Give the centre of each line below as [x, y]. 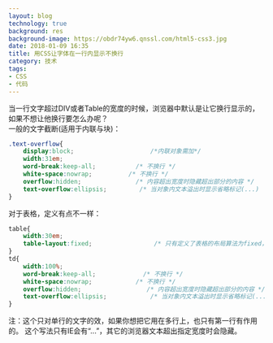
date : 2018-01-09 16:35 [49, 46]
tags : [17, 69]
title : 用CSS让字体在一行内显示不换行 [66, 54]
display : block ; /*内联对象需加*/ [112, 151]
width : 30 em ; [43, 237]
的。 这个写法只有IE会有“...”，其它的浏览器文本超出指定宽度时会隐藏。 [125, 331]
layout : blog [30, 16]
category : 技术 [33, 62]
